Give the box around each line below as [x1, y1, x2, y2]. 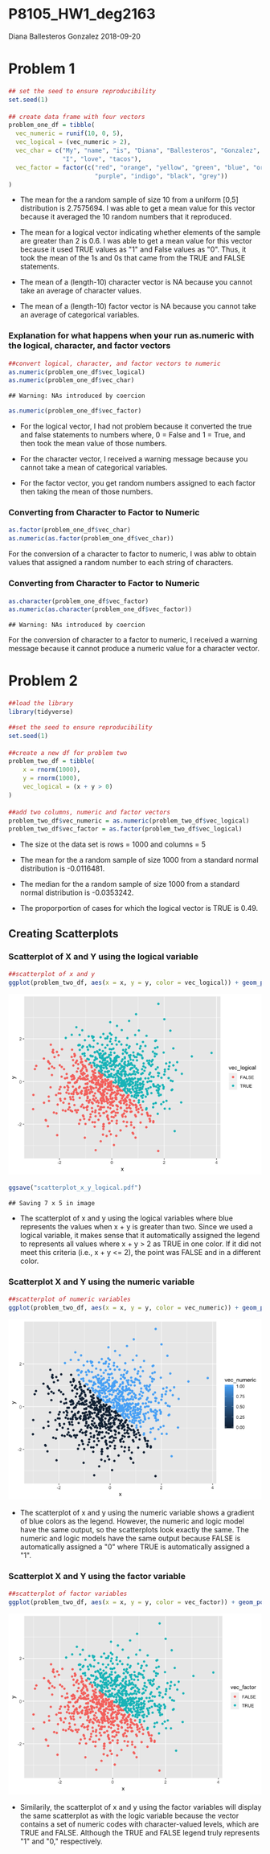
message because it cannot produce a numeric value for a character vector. [8, 644, 260, 654]
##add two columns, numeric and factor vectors [8, 808, 171, 816]
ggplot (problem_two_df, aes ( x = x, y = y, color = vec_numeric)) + [8, 1303, 239, 1311]
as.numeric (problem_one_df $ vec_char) [8, 376, 135, 384]
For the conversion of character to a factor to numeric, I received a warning [8, 635, 258, 645]
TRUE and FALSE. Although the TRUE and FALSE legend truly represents [19, 1827, 260, 1837]
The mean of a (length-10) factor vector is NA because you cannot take [19, 301, 257, 311]
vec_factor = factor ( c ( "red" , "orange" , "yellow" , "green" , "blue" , [15, 163, 250, 171]
